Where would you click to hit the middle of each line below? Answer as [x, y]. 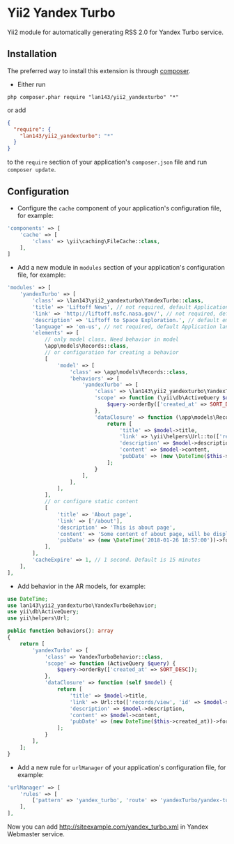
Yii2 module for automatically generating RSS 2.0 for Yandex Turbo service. [116, 32]
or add [17, 110]
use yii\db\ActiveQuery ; [43, 612]
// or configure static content [91, 502]
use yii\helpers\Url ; [39, 618]
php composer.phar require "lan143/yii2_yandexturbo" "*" [93, 97]
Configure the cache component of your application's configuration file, [119, 208]
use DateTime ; [28, 599]
